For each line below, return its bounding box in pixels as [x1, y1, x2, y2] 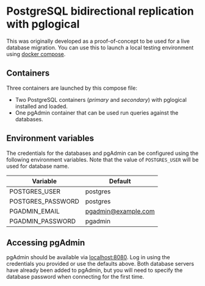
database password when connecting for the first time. [6, 273, 145, 281]
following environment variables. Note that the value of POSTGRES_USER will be [6, 156, 199, 163]
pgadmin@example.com [85, 207, 155, 215]
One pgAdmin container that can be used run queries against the [15, 109, 179, 116]
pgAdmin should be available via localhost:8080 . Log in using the [6, 254, 171, 261]
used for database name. [6, 162, 70, 170]
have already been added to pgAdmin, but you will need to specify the [6, 266, 183, 274]
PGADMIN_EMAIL [9, 207, 60, 215]
